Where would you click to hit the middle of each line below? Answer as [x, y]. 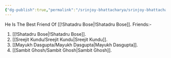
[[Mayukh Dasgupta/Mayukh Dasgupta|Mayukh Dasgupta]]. [75, 45]
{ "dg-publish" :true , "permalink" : [40, 10]
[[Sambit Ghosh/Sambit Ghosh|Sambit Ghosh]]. [62, 50]
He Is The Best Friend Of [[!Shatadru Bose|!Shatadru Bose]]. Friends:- [78, 24]
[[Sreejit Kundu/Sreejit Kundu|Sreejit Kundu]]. [60, 39]
